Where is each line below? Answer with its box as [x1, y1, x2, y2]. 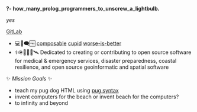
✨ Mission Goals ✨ [6, 75, 52, 82]
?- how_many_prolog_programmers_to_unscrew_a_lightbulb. [6, 5, 160, 12]
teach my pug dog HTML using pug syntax [14, 87, 120, 94]
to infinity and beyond [14, 100, 69, 106]
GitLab [6, 28, 22, 35]
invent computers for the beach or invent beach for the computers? [14, 93, 179, 100]
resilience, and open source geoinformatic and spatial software [14, 63, 169, 71]
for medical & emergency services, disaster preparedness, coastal [14, 57, 177, 64]
